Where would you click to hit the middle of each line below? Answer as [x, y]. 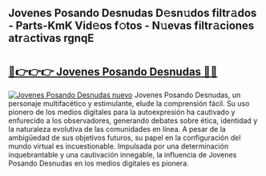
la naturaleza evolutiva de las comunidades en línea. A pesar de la [117, 129]
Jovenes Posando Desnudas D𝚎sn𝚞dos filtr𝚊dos [133, 13]
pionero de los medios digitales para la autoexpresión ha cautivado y [122, 112]
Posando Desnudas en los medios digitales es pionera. [99, 163]
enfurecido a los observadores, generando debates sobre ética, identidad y [133, 121]
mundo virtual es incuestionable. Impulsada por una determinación [119, 146]
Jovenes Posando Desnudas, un [187, 95]
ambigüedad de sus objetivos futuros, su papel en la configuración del [125, 137]
